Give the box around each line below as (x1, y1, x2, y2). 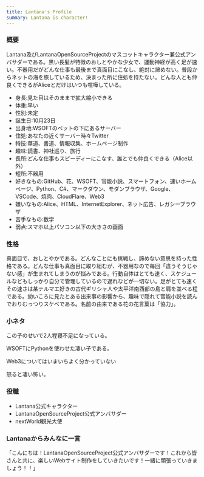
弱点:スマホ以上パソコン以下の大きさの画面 (15, 223, 123, 230)
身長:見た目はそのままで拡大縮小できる (15, 94, 113, 101)
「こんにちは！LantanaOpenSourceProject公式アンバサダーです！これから (6, 449, 192, 456)
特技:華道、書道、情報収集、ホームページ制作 (15, 139, 129, 146)
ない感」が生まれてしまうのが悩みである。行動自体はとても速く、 (6, 270, 171, 277)
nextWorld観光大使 (15, 417, 63, 425)
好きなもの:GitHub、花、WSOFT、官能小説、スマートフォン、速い (15, 177, 181, 185)
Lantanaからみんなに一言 (6, 434, 81, 442)
